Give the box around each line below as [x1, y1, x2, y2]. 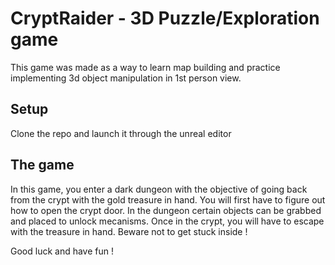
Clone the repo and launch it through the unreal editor [10, 127, 232, 139]
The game [10, 157, 75, 174]
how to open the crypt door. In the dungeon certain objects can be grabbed [10, 204, 322, 216]
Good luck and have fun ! [10, 245, 114, 257]
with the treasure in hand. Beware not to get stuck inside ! [10, 225, 248, 237]
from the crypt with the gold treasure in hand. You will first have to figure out [10, 193, 326, 206]
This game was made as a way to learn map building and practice [10, 61, 281, 73]
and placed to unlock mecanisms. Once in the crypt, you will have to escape [10, 215, 325, 227]
